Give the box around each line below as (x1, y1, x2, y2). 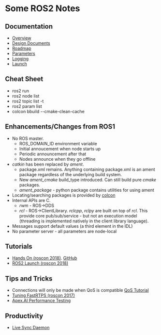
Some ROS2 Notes (5, 3, 80, 14)
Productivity (5, 312, 44, 320)
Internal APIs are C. (12, 197, 51, 203)
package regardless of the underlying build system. (19, 171, 122, 177)
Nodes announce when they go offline (19, 156, 96, 162)
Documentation (5, 22, 53, 31)
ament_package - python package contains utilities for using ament (19, 187, 154, 193)
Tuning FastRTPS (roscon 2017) (12, 292, 75, 299)
